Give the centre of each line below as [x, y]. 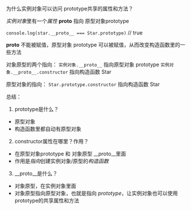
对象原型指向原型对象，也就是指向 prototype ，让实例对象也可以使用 [96, 193]
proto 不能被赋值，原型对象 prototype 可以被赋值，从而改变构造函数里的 [93, 45]
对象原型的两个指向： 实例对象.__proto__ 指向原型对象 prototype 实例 [88, 64]
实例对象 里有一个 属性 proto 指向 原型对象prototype [68, 21]
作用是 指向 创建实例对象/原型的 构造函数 [62, 161]
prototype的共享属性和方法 [47, 200]
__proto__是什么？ [36, 173]
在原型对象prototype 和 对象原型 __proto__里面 [70, 154]
